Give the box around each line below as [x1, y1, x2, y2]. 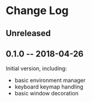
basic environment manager [14, 77, 86, 84]
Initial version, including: [6, 65, 67, 72]
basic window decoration [14, 90, 79, 97]
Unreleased [6, 28, 52, 38]
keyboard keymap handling [14, 83, 83, 90]
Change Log [6, 4, 69, 18]
